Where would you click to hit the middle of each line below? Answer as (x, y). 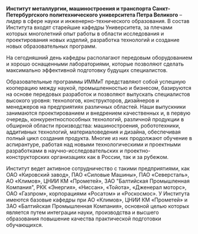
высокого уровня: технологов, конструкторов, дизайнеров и (83, 100)
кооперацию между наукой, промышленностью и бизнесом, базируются (99, 88)
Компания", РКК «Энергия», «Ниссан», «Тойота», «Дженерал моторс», (96, 187)
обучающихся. (25, 225)
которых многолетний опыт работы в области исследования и (85, 34)
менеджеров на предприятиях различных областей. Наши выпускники (96, 107)
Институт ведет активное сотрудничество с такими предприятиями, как (98, 168)
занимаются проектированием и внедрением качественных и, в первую (98, 113)
